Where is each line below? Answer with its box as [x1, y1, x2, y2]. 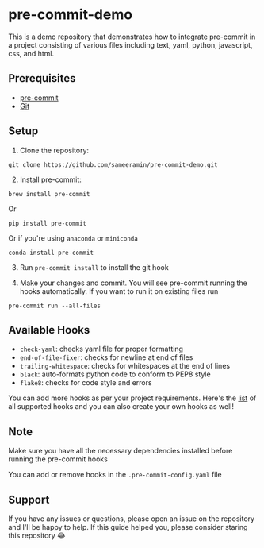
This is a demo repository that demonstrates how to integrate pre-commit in [8, 32, 256, 41]
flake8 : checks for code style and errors [19, 378, 152, 388]
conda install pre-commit [8, 249, 94, 257]
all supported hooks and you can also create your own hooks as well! [8, 402, 234, 411]
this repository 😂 [8, 531, 66, 540]
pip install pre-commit [8, 219, 87, 227]
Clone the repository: [19, 145, 90, 155]
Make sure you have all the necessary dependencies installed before [8, 446, 233, 456]
